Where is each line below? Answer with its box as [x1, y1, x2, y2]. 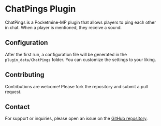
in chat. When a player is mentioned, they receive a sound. [5, 24, 122, 30]
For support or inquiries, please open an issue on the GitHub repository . [5, 115, 148, 122]
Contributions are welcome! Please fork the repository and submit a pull [5, 83, 148, 89]
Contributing [5, 71, 44, 79]
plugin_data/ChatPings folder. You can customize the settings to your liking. [5, 57, 156, 63]
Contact [5, 103, 30, 111]
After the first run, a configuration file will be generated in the [5, 51, 127, 57]
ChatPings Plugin [5, 3, 76, 15]
